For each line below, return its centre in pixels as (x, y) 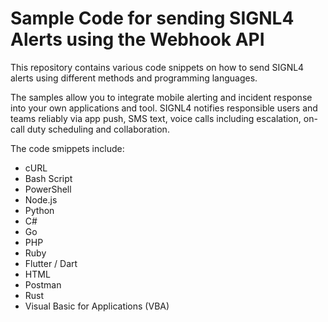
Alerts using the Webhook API (137, 39)
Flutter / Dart (51, 263)
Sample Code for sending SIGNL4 (152, 18)
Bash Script (48, 178)
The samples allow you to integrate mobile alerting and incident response (161, 97)
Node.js (41, 199)
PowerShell (48, 189)
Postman (43, 284)
